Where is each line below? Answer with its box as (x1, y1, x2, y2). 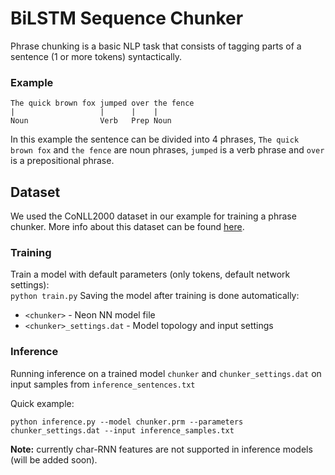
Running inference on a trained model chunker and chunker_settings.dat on (10, 367, 322, 379)
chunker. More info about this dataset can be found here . (10, 221, 245, 233)
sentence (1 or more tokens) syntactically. (10, 50, 183, 62)
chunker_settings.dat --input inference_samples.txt (10, 425, 235, 436)
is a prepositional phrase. (10, 155, 115, 167)
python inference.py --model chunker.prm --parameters (10, 417, 244, 427)
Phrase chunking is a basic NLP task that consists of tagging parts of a (10, 40, 302, 52)
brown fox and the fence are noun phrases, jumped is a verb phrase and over (10, 144, 325, 156)
